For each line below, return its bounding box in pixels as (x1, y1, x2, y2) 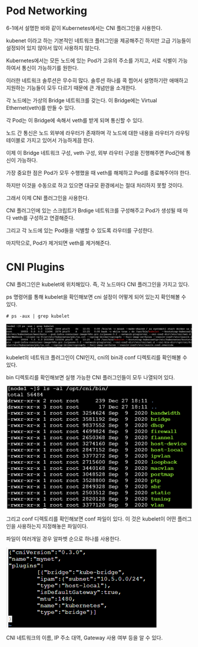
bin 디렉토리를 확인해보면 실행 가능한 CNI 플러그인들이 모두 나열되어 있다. (6, 373, 175, 381)
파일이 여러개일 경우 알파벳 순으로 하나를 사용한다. (6, 535, 121, 542)
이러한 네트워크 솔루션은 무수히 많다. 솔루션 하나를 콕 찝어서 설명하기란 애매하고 (6, 77, 189, 84)
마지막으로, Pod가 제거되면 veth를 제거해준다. (6, 239, 111, 246)
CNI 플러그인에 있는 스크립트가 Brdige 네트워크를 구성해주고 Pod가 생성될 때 (6, 207, 182, 214)
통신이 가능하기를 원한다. (21, 64, 79, 71)
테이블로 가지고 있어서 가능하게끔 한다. (6, 136, 94, 144)
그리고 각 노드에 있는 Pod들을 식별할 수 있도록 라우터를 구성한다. (6, 226, 154, 234)
